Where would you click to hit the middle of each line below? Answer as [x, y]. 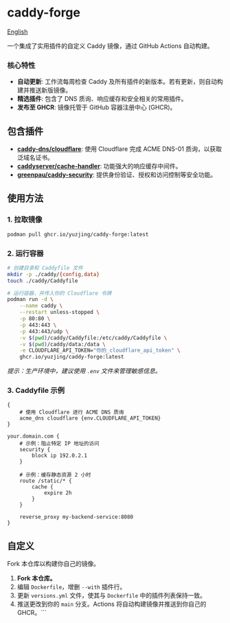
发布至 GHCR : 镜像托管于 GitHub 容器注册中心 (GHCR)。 [96, 107]
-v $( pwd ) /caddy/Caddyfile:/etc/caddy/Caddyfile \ [93, 338]
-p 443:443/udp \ [44, 331]
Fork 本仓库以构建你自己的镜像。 [54, 564]
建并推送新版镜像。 [44, 90]
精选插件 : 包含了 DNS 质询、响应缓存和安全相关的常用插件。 [102, 99]
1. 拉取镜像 [25, 220]
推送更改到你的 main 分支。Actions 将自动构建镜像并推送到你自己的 [112, 604]
